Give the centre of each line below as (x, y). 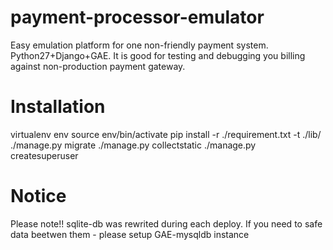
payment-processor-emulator (137, 17)
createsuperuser (44, 155)
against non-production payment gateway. (98, 66)
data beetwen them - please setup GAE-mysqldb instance (130, 234)
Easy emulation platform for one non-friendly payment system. (139, 45)
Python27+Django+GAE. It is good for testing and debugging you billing (158, 55)
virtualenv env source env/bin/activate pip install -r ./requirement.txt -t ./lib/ (166, 134)
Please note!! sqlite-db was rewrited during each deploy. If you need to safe (166, 223)
